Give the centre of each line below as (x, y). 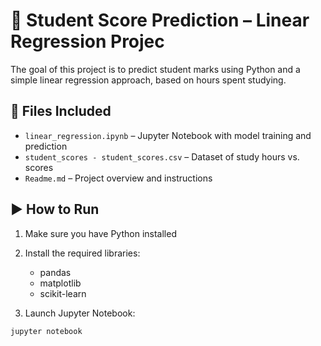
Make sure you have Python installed (100, 233)
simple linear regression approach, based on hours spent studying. (148, 80)
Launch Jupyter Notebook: (80, 313)
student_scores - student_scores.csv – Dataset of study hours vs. (162, 156)
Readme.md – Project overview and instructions (118, 178)
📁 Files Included (61, 111)
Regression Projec (87, 41)
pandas (55, 272)
